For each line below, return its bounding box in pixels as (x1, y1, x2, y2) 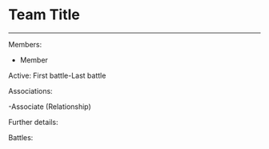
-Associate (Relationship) (8, 102, 92, 111)
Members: (8, 39, 42, 49)
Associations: (8, 86, 54, 95)
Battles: (8, 132, 34, 142)
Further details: (8, 117, 58, 127)
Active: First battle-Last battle (8, 70, 106, 80)
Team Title (8, 6, 80, 24)
